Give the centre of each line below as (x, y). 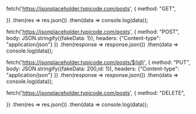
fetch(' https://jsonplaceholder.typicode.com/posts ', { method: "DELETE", (96, 93)
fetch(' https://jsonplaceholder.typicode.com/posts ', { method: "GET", (91, 9)
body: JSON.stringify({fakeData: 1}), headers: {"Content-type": (83, 38)
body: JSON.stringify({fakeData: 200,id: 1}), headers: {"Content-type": (93, 69)
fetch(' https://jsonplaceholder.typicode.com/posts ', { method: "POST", (93, 32)
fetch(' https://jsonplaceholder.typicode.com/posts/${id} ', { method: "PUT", (98, 62)
